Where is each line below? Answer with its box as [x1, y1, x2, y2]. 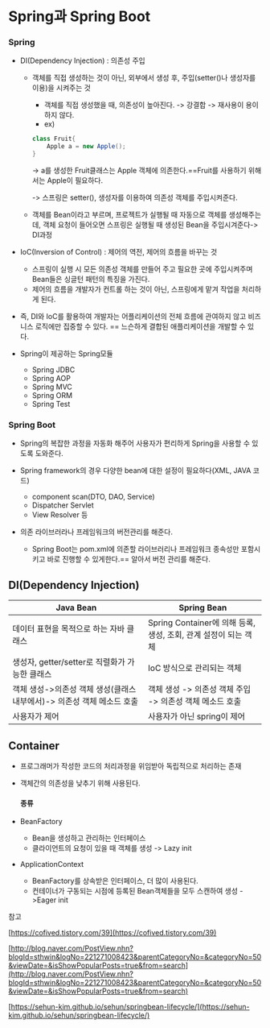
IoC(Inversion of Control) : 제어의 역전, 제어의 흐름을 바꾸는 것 [19, 247, 218, 257]
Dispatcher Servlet [31, 500, 94, 510]
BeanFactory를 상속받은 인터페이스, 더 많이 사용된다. [31, 876, 198, 886]
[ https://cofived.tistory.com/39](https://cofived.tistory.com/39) [8, 928, 217, 938]
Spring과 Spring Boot [8, 7, 151, 26]
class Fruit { [31, 135, 76, 143]
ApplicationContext [19, 860, 84, 869]
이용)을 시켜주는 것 [31, 83, 91, 93]
